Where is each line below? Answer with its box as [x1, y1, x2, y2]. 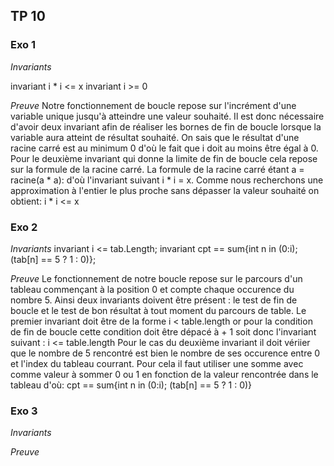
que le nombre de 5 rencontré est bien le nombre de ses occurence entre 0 [10, 347, 321, 359]
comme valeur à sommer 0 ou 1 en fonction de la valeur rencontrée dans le [10, 368, 319, 380]
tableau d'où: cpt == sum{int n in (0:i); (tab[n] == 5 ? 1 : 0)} [10, 379, 253, 391]
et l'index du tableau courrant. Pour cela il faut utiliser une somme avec [10, 357, 304, 369]
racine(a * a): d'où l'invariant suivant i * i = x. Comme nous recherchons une [10, 174, 324, 186]
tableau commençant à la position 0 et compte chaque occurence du [10, 283, 295, 295]
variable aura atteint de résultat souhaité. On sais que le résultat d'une [10, 131, 300, 143]
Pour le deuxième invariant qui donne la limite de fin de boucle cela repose [10, 152, 318, 164]
